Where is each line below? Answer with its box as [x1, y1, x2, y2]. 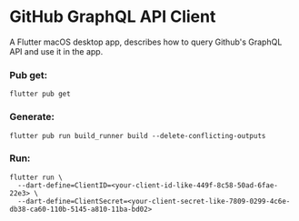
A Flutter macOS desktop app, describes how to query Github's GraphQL [9, 36, 283, 47]
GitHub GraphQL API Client [9, 6, 216, 27]
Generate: [9, 111, 55, 124]
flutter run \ [9, 173, 64, 182]
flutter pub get [9, 89, 71, 99]
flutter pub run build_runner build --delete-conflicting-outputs [9, 131, 266, 140]
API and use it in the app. [9, 45, 104, 56]
